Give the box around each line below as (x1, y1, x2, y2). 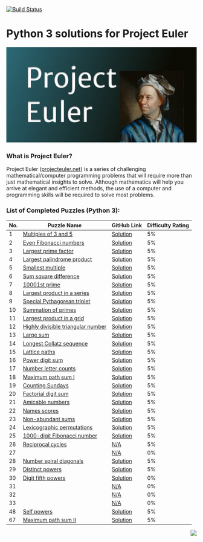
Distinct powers (23, 466, 62, 473)
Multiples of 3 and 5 (23, 230, 73, 238)
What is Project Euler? (6, 152, 72, 160)
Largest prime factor (23, 247, 74, 254)
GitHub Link (111, 222, 142, 229)
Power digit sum (23, 356, 63, 364)
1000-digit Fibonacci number (23, 432, 98, 439)
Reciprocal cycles (23, 440, 67, 448)
